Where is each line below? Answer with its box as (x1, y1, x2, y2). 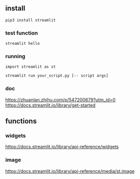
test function (5, 29, 38, 36)
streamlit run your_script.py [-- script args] (5, 73, 109, 79)
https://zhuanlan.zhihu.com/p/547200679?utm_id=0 (5, 96, 116, 103)
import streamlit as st (5, 64, 56, 69)
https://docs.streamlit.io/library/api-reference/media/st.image (5, 168, 135, 174)
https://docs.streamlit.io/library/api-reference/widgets (5, 144, 119, 150)
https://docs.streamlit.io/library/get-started (5, 102, 96, 108)
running (5, 53, 26, 60)
